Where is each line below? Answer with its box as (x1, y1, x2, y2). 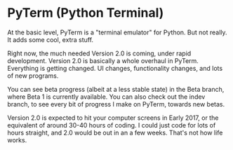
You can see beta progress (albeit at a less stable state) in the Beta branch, (7, 85, 225, 93)
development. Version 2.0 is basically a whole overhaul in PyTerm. (7, 56, 199, 64)
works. (7, 135, 27, 144)
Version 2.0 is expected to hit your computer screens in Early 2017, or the (7, 114, 219, 122)
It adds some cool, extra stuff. (7, 35, 93, 43)
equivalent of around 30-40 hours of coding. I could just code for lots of (7, 121, 216, 129)
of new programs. (7, 71, 59, 80)
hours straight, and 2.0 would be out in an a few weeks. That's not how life (7, 128, 223, 137)
